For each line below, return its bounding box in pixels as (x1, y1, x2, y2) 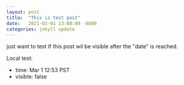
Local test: (6, 54, 33, 62)
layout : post (6, 9, 40, 15)
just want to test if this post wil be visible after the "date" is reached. (6, 43, 178, 50)
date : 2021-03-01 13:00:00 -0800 (6, 20, 97, 26)
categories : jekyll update (6, 26, 75, 32)
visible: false (15, 73, 47, 80)
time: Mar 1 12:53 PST (15, 67, 70, 74)
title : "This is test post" (6, 15, 81, 21)
